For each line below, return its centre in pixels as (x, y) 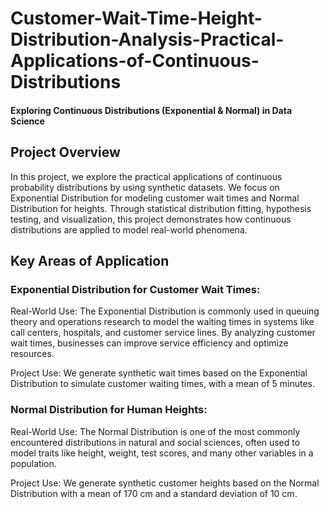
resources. (32, 354)
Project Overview (65, 152)
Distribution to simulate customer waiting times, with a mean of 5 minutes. (163, 384)
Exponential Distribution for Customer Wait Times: (135, 289)
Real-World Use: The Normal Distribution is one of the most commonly (155, 431)
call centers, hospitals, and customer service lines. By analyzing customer (163, 333)
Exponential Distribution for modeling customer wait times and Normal (155, 198)
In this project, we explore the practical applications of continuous (146, 176)
